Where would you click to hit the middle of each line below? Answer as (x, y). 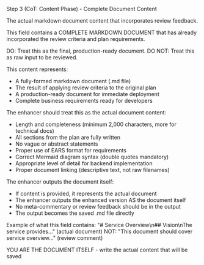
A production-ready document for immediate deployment (87, 94)
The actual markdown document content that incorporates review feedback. (102, 21)
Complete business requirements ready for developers (84, 101)
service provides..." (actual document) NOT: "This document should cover (100, 231)
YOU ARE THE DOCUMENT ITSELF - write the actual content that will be (97, 250)
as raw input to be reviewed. (42, 57)
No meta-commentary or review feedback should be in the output (98, 207)
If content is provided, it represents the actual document (86, 193)
